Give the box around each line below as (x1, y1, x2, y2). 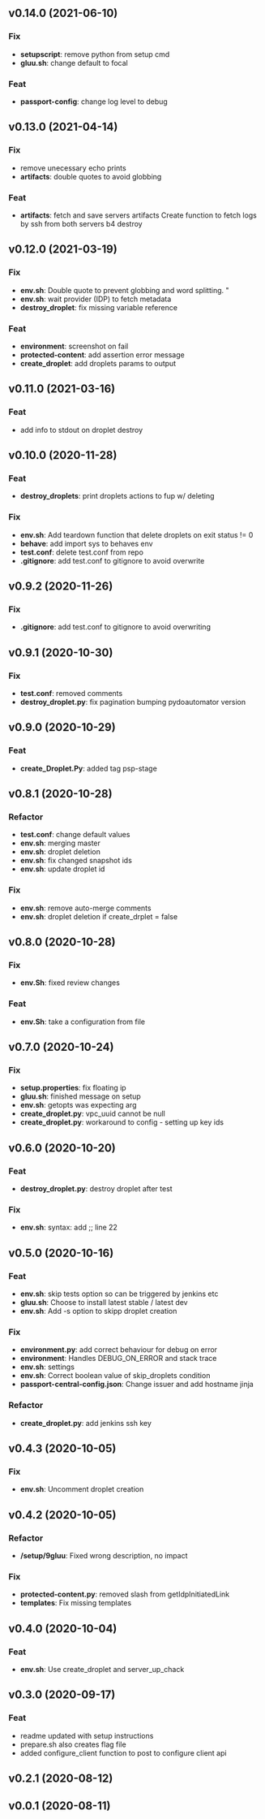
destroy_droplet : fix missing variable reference (19, 302, 178, 312)
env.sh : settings (19, 1362, 75, 1372)
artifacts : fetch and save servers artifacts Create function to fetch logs (19, 210, 258, 220)
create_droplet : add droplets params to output (19, 358, 177, 368)
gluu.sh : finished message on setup (19, 1091, 141, 1101)
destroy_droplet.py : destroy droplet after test (19, 1184, 173, 1194)
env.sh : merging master (19, 838, 101, 848)
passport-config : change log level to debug (19, 97, 168, 106)
